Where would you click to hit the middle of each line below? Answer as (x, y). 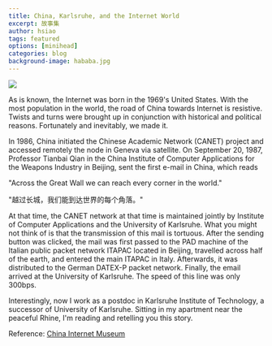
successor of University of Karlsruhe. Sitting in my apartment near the (125, 309)
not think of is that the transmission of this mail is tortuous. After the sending (136, 233)
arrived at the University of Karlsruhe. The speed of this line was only (125, 276)
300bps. (22, 284)
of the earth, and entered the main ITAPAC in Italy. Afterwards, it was (123, 259)
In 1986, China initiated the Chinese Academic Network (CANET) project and (136, 141)
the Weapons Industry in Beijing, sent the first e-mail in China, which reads (133, 167)
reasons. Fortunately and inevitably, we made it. (89, 125)
